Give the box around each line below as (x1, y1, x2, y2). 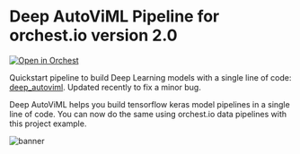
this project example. (9, 118, 87, 129)
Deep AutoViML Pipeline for (9, 6, 220, 27)
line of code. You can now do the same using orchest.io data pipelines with (9, 108, 287, 119)
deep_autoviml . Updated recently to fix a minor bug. (9, 81, 202, 92)
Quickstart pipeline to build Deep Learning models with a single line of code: (9, 72, 292, 82)
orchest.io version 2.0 (9, 25, 178, 46)
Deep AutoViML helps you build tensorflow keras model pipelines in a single (9, 98, 290, 109)
